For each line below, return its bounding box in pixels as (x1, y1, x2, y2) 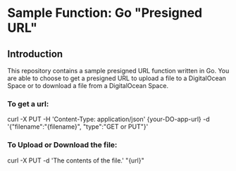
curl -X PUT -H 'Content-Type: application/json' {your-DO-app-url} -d (7, 115, 210, 124)
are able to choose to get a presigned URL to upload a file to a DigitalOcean (7, 74, 227, 82)
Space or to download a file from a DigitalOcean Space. (7, 82, 169, 89)
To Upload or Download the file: (7, 140, 118, 150)
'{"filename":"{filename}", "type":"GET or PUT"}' (7, 122, 149, 131)
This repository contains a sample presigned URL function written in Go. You (7, 67, 230, 75)
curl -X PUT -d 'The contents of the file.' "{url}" (7, 156, 144, 165)
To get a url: (7, 99, 49, 108)
